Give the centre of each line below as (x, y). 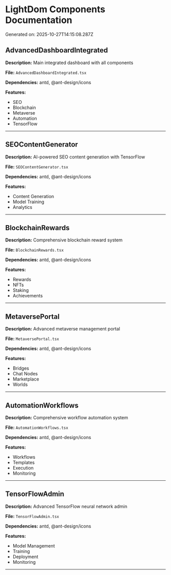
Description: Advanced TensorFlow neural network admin (66, 506)
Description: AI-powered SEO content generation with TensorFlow (75, 157)
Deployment (25, 557)
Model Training (28, 202)
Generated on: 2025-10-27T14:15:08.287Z (49, 34)
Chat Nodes (25, 374)
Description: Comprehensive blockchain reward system (64, 240)
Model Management (34, 545)
